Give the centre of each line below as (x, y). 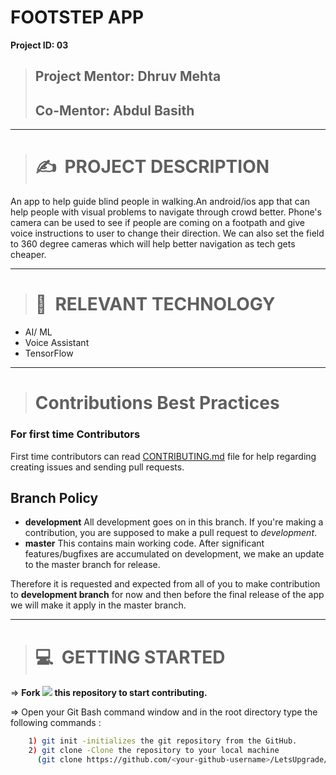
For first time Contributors (75, 434)
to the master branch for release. (92, 565)
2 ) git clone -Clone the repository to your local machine (154, 751)
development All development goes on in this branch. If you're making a (174, 522)
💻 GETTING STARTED (130, 657)
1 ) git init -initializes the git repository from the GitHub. (163, 741)
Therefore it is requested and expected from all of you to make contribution (165, 584)
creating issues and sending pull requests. (97, 467)
